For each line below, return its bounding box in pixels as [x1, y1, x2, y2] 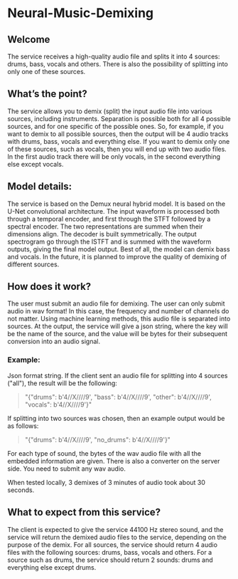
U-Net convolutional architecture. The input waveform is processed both [7, 207, 220, 215]
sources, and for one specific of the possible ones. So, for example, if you [7, 122, 224, 130]
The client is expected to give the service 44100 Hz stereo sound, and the [7, 525, 224, 533]
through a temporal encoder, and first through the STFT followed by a [7, 214, 211, 223]
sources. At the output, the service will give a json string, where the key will [7, 322, 229, 330]
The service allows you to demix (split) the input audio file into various [7, 107, 213, 115]
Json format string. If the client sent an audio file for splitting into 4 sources [7, 371, 228, 380]
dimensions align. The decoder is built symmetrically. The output [7, 229, 197, 238]
